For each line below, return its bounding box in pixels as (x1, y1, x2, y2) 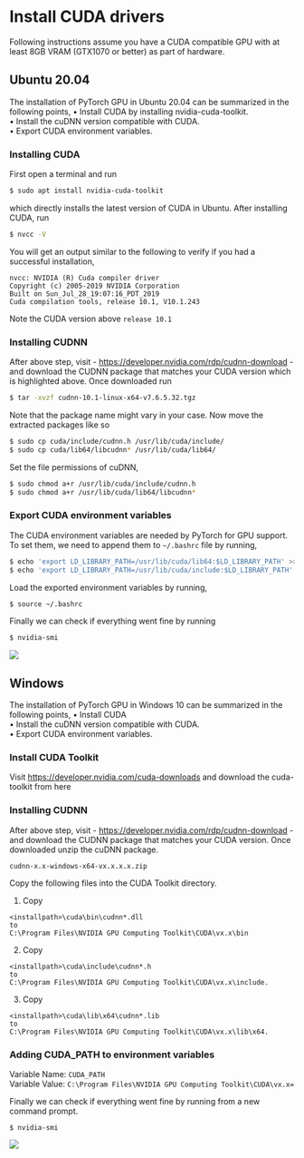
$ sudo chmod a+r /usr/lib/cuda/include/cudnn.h (9, 479, 196, 488)
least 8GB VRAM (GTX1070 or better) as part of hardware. (9, 45, 225, 56)
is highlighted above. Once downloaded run (9, 376, 172, 387)
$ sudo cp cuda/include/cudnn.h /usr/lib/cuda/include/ (9, 437, 224, 446)
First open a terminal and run (9, 169, 118, 180)
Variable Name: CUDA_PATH (9, 1068, 106, 1079)
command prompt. (9, 1105, 79, 1116)
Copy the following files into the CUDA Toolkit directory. (9, 878, 217, 888)
